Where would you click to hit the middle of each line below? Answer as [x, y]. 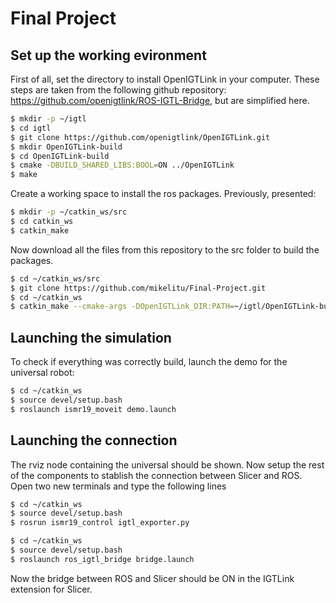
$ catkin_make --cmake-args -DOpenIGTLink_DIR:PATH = [122, 307]
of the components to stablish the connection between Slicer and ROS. [156, 475]
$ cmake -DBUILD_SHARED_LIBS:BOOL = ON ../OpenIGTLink [122, 165]
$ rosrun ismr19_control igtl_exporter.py [100, 523]
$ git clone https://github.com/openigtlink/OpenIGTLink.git [140, 137]
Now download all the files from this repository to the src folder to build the [165, 249]
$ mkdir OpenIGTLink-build [66, 147]
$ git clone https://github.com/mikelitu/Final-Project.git [138, 288]
